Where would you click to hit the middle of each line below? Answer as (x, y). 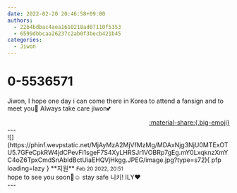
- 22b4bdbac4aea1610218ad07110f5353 (67, 27)
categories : (25, 40)
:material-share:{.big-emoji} (189, 122)
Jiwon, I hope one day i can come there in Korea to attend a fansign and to (116, 101)
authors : (20, 20)
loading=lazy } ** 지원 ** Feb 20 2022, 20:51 (65, 168)
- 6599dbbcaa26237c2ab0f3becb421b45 (67, 33)
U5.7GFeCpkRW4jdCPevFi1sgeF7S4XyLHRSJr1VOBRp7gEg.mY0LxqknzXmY (118, 152)
